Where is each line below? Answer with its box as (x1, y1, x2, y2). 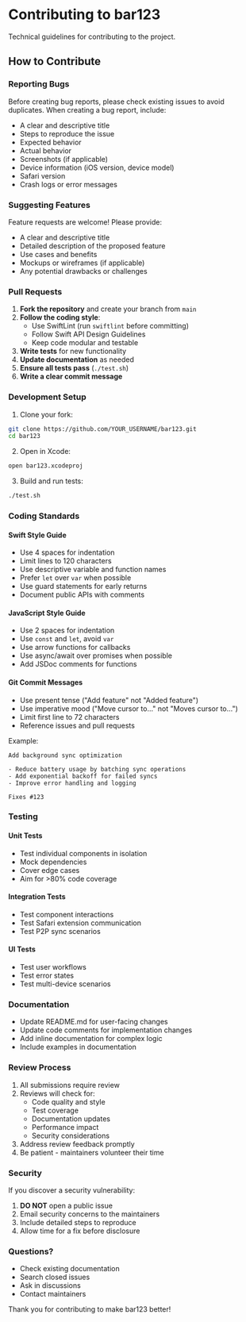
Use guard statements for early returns (19, 582, 148, 591)
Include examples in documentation (19, 1042, 136, 1052)
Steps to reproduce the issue (19, 129, 115, 138)
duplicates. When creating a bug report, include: (8, 105, 167, 114)
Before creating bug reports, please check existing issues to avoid (8, 97, 225, 106)
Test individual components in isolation (19, 848, 148, 858)
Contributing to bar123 (8, 6, 161, 24)
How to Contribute (8, 55, 102, 68)
